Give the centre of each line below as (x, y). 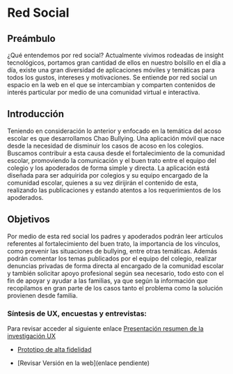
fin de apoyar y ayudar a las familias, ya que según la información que (107, 281)
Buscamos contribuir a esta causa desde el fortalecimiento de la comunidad (116, 153)
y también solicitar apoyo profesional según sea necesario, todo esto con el (115, 273)
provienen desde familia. (42, 295)
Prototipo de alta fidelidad (54, 349)
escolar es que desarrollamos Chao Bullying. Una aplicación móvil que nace (116, 138)
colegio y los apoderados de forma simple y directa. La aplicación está (109, 168)
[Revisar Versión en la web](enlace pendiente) (83, 363)
